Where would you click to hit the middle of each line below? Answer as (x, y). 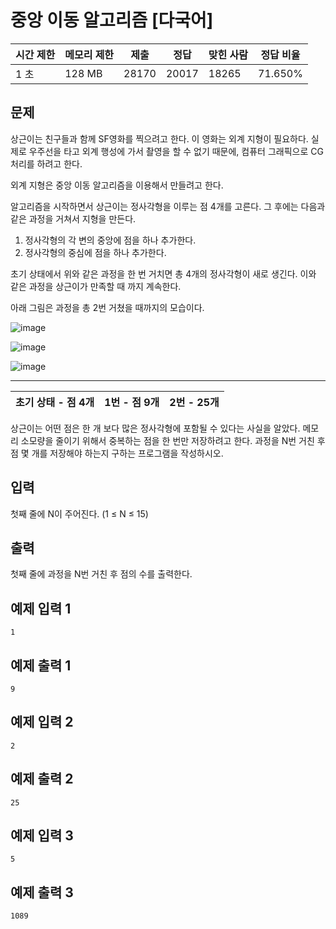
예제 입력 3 (42, 836)
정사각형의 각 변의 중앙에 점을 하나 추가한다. (110, 240)
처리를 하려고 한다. (46, 163)
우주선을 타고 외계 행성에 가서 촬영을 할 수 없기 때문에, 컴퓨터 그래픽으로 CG (176, 151)
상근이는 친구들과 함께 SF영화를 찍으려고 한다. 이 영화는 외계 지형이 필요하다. (159, 138)
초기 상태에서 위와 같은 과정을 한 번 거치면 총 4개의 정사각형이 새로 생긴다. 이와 (163, 273)
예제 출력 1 (41, 665)
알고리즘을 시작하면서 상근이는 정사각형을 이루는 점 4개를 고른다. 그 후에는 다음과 (168, 206)
